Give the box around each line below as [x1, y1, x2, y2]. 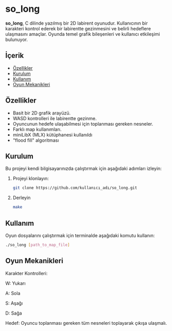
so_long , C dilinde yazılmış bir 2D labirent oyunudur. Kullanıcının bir [5, 20, 148, 26]
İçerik [5, 51, 24, 60]
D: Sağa [5, 310, 22, 316]
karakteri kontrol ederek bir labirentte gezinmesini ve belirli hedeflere [5, 25, 151, 31]
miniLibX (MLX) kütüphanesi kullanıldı [12, 131, 92, 138]
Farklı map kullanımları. [12, 126, 62, 132]
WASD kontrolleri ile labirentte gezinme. [12, 115, 97, 121]
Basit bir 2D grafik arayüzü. [12, 110, 71, 116]
